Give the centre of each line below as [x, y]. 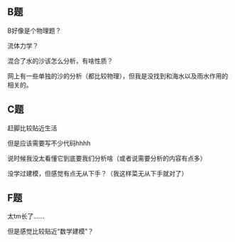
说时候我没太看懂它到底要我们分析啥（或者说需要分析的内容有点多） [107, 158]
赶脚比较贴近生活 [32, 128]
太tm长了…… [26, 216]
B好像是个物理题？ [34, 31]
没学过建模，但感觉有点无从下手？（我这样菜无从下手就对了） [98, 173]
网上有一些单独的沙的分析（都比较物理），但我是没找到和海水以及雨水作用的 [118, 75]
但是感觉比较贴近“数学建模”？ [51, 231]
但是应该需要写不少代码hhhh [49, 143]
